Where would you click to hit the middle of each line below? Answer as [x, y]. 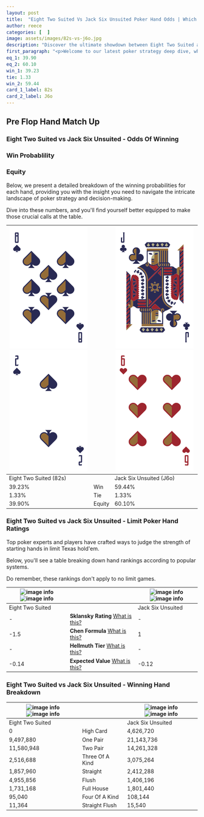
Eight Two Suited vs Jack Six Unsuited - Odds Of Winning [93, 139]
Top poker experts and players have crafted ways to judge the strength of [98, 542]
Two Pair [93, 748]
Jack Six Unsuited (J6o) [144, 478]
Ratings [18, 529]
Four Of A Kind [100, 797]
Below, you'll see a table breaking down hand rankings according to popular [101, 560]
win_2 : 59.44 [23, 83]
